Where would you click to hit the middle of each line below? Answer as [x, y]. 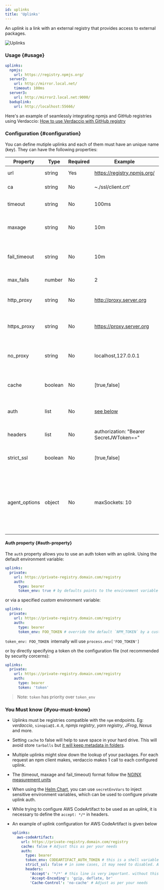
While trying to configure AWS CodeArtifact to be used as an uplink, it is [84, 809]
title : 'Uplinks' [23, 14]
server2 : [18, 79]
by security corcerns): [27, 656]
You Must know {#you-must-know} [48, 710]
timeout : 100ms [29, 89]
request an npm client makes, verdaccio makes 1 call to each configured [85, 760]
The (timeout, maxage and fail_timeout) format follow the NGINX [77, 775]
